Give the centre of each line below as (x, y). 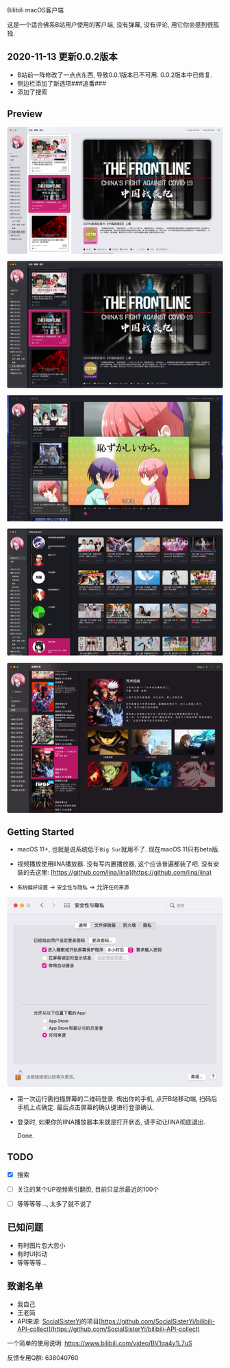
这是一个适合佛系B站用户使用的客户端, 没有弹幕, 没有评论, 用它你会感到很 (110, 25)
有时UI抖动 (32, 1253)
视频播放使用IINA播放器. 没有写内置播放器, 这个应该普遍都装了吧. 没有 (115, 864)
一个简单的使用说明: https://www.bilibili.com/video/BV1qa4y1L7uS (100, 1343)
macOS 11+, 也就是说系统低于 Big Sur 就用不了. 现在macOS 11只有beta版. (118, 849)
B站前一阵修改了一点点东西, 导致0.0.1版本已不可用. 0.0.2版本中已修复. (115, 75)
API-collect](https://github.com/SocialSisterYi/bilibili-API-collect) (108, 1329)
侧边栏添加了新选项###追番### (61, 83)
